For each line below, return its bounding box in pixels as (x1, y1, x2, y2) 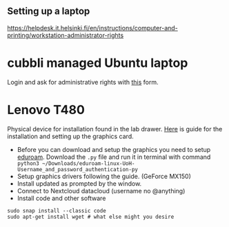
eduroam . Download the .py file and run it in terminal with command (17, 153, 211, 161)
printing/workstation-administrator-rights (7, 31, 124, 39)
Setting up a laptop (7, 6, 90, 17)
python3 (17, 160, 39, 167)
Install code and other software (17, 194, 106, 202)
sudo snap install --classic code (7, 207, 107, 214)
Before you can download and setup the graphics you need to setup (17, 145, 211, 153)
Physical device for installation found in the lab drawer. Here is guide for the (7, 125, 223, 133)
